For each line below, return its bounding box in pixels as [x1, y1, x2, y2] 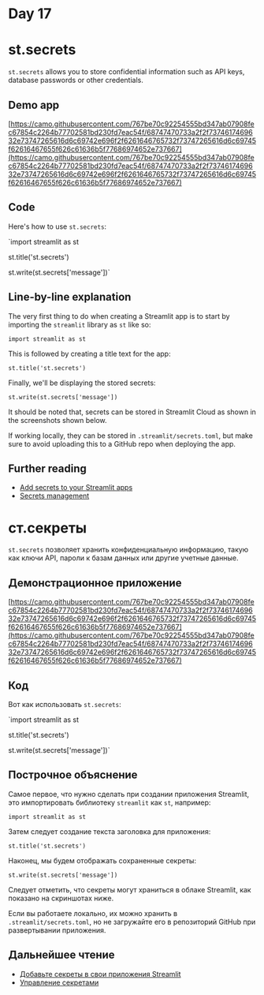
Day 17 [8, 5, 52, 23]
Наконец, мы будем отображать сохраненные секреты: [8, 855, 197, 865]
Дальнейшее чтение [8, 948, 116, 962]
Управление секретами [19, 978, 99, 987]
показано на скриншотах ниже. [8, 893, 114, 903]
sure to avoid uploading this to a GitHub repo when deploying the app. [8, 439, 236, 448]
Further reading [8, 462, 87, 475]
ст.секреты [8, 518, 87, 537]
